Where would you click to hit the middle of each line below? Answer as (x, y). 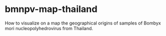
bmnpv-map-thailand (51, 9)
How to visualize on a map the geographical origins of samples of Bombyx (83, 23)
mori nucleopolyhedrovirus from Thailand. (49, 28)
